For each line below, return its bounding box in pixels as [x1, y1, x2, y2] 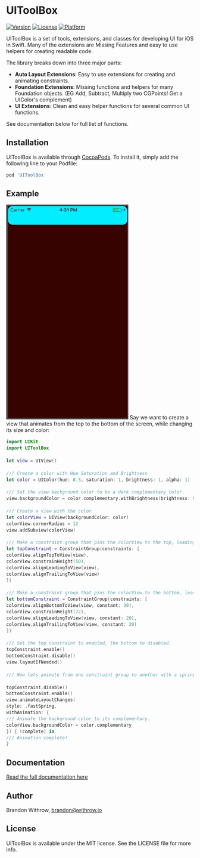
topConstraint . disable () [6, 684, 68, 690]
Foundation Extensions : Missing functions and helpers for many [14, 83, 174, 90]
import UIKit [6, 439, 39, 445]
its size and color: [6, 427, 49, 434]
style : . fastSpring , [6, 703, 58, 709]
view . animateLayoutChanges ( [6, 697, 76, 703]
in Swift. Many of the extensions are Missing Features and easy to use [6, 41, 178, 48]
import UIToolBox [6, 445, 49, 451]
